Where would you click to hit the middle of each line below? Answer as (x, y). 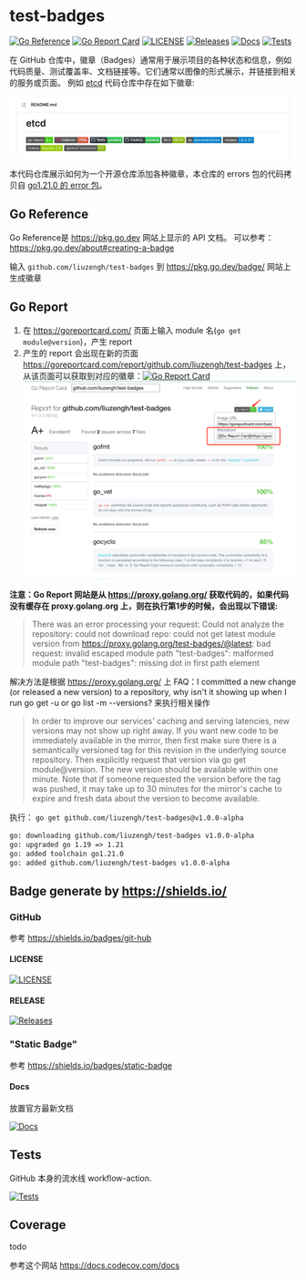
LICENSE (26, 959)
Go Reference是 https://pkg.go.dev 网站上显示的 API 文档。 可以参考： (142, 237)
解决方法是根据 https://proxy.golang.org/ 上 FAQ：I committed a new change (153, 682)
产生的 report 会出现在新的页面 (80, 353)
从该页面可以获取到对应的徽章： (82, 375)
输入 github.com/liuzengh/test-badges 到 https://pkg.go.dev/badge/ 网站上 (150, 266)
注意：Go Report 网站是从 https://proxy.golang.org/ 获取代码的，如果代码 (149, 595)
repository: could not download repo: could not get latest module (153, 634)
